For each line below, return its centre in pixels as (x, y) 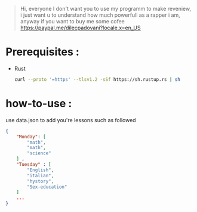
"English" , (41, 170)
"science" (39, 153)
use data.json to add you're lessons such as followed (71, 120)
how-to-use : (39, 104)
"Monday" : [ (31, 137)
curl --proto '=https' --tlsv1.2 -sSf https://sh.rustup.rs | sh (97, 79)
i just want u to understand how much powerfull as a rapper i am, (100, 15)
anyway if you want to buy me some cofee (72, 21)
